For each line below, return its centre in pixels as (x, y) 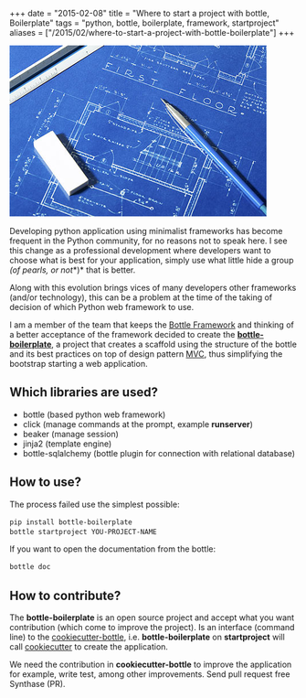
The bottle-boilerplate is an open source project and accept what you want (152, 617)
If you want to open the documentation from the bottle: (113, 549)
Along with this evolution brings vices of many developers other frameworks (153, 288)
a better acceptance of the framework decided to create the (122, 334)
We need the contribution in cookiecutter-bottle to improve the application (151, 665)
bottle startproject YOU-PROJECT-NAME (83, 532)
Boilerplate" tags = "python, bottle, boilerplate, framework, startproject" (144, 23)
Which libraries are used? (84, 392)
